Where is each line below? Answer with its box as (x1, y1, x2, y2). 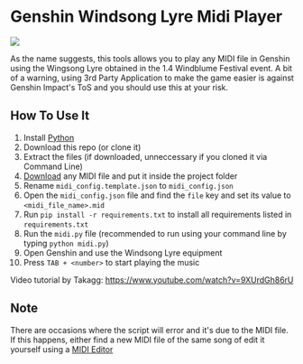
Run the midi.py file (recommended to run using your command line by (23, 228, 288, 238)
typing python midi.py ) (23, 238, 109, 248)
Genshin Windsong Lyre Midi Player (10, 6, 283, 27)
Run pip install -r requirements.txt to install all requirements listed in (23, 209, 292, 219)
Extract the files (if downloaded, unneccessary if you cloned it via (23, 151, 268, 162)
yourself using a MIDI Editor (10, 343, 114, 354)
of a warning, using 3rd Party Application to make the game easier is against (10, 72, 294, 83)
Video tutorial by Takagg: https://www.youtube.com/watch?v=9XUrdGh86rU (10, 274, 294, 285)
